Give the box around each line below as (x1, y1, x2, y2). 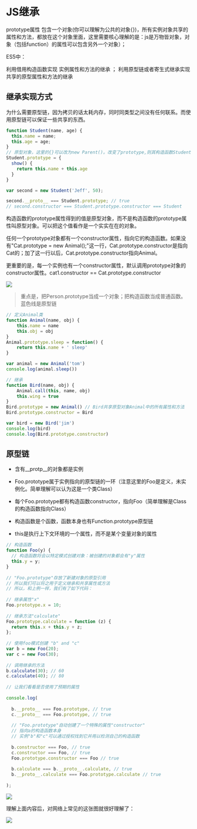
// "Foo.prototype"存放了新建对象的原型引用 (6, 574, 106, 581)
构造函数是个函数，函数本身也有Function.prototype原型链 (14, 518, 154, 525)
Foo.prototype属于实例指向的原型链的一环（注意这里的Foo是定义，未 (14, 478, 182, 485)
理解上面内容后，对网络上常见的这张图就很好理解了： (6, 805, 135, 812)
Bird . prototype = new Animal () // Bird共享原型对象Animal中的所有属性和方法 (6, 404, 185, 410)
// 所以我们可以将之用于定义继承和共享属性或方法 (6, 580, 110, 586)
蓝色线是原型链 (20, 300, 57, 307)
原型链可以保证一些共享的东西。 (11, 116, 89, 123)
